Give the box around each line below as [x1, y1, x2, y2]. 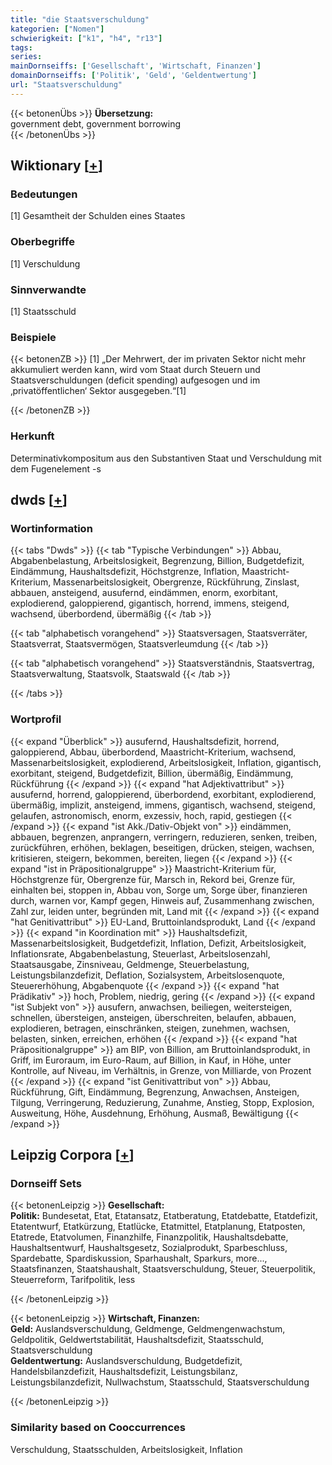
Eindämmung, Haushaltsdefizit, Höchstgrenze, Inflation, [10, 566, 240, 578]
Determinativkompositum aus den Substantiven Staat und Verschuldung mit [10, 452, 322, 464]
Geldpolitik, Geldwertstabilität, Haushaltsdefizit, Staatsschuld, [10, 1334, 265, 1346]
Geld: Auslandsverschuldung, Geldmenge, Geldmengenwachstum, [10, 1323, 286, 1335]
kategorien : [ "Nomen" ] [10, 24, 105, 34]
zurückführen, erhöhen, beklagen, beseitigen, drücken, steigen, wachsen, [10, 841, 315, 853]
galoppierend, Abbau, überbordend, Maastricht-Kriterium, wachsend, [10, 746, 297, 758]
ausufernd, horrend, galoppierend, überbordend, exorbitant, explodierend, [10, 788, 317, 800]
